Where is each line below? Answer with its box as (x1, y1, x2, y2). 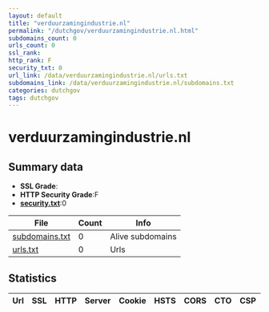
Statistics (8, 271, 58, 285)
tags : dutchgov (8, 94, 59, 102)
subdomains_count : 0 (8, 34, 78, 43)
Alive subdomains (110, 231, 178, 242)
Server (84, 295, 111, 306)
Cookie (118, 295, 147, 306)
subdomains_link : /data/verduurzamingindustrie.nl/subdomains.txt (8, 79, 235, 87)
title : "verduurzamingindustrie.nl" (8, 19, 130, 27)
